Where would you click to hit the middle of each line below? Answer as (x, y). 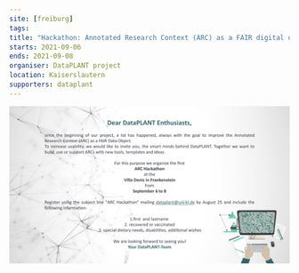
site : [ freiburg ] (41, 19)
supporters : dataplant (51, 84)
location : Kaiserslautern (57, 76)
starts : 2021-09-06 (45, 47)
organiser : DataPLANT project (65, 66)
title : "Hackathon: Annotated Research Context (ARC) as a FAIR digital (147, 37)
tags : (19, 28)
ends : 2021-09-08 (41, 56)
